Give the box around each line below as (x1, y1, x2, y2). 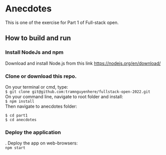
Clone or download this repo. (5, 73, 77, 80)
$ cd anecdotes (5, 117, 37, 122)
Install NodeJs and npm (5, 49, 64, 56)
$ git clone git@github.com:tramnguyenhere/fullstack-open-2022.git (5, 89, 151, 94)
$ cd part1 (5, 113, 28, 118)
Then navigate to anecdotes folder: (5, 103, 77, 109)
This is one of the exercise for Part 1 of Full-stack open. (5, 19, 119, 25)
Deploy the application (5, 129, 61, 136)
